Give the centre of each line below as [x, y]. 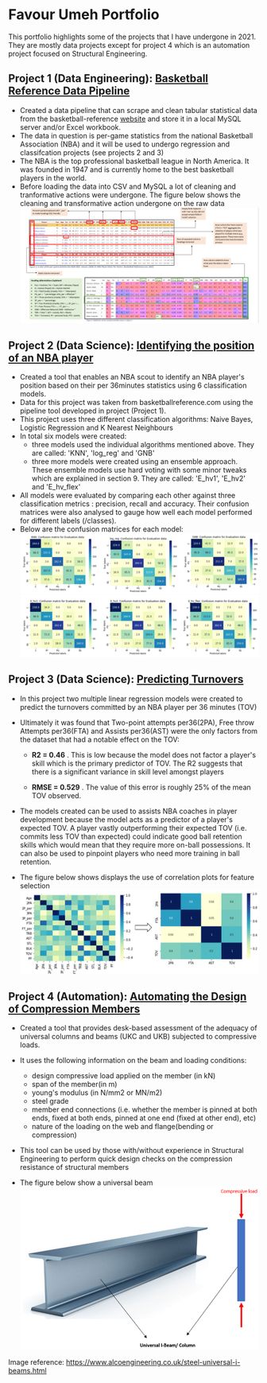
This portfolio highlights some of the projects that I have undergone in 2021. [132, 37]
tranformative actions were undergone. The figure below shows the [130, 195]
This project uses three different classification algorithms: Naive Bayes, [136, 419]
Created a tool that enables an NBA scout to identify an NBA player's [132, 377]
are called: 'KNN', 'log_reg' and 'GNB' [93, 453]
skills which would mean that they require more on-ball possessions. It [135, 844]
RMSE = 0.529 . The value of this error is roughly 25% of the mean [141, 787]
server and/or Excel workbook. [70, 127]
